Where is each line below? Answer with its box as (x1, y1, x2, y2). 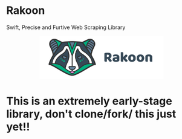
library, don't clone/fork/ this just (6, 107, 177, 121)
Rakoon (6, 4, 45, 18)
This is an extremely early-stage (6, 94, 172, 108)
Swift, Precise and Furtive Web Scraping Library (6, 24, 126, 31)
